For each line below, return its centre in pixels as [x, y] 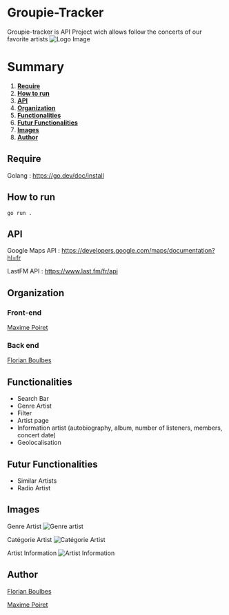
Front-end [24, 313]
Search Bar [33, 399]
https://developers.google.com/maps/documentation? [138, 251]
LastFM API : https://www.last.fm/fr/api [63, 271]
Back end [23, 345]
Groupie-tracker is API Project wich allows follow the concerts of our [104, 32]
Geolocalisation [39, 443]
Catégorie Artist [30, 539]
